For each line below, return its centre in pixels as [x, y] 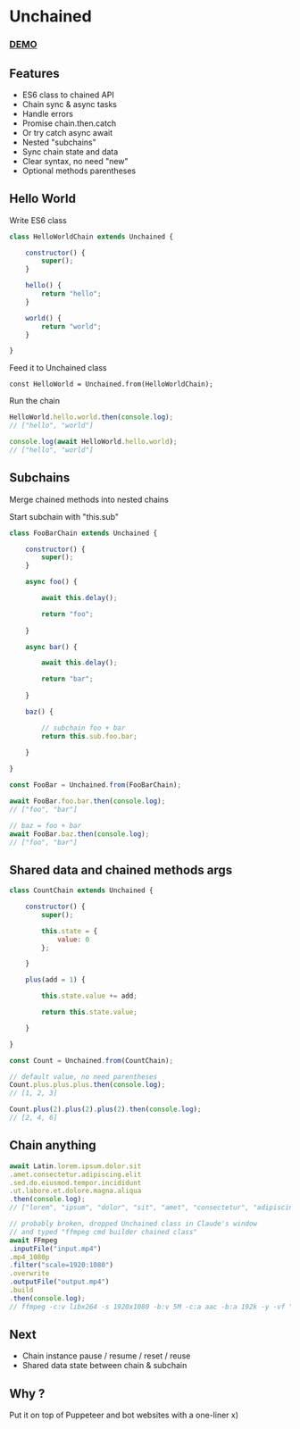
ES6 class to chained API [68, 95]
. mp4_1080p [29, 1257]
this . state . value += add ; [90, 996]
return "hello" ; [71, 294]
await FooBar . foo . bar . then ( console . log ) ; [87, 801]
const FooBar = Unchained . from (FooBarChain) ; [95, 785]
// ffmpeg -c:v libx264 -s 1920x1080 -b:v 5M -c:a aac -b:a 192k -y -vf [147, 1307]
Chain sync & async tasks [70, 104]
